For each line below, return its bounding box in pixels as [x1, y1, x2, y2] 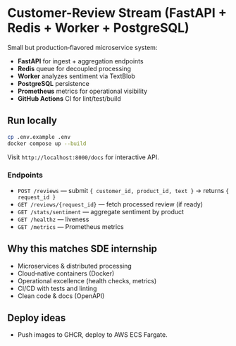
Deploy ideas [7, 312, 66, 323]
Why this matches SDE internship [7, 243, 157, 255]
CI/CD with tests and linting [17, 284, 97, 292]
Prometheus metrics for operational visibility [17, 87, 148, 95]
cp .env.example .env [7, 133, 71, 140]
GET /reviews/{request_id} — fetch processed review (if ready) [17, 199, 203, 209]
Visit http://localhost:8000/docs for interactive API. [7, 153, 160, 161]
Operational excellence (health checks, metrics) [17, 276, 157, 285]
